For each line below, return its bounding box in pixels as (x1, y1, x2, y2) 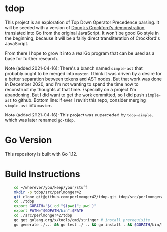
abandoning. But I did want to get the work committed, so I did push (5, 92, 144, 98)
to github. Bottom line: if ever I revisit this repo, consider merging (13, 97, 146, 103)
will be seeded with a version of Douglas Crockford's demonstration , (5, 24, 146, 30)
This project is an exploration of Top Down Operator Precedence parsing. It (5, 19, 159, 25)
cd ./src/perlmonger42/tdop (14, 213, 72, 218)
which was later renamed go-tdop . (5, 117, 75, 123)
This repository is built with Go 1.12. (5, 151, 78, 157)
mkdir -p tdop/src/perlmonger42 (14, 190, 81, 195)
